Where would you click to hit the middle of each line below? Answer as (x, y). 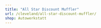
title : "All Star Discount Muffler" (42, 9)
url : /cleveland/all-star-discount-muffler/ (51, 14)
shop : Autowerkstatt (26, 18)
